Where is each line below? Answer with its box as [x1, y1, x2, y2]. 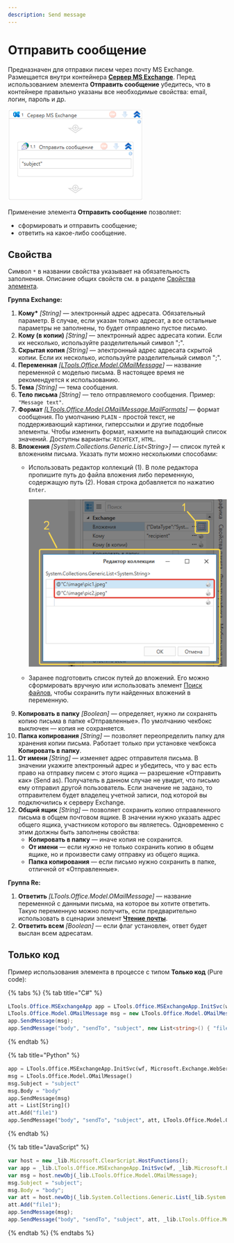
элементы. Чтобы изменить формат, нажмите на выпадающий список [17, 427, 227, 436]
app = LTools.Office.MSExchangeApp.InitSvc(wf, [8, 1065, 149, 1073]
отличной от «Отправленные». [28, 864, 120, 873]
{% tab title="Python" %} [8, 1051, 81, 1060]
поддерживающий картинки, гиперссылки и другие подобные [17, 420, 204, 429]
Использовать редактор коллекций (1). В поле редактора [28, 464, 199, 472]
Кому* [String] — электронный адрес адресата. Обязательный [17, 309, 206, 317]
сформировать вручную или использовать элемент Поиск [28, 680, 203, 689]
